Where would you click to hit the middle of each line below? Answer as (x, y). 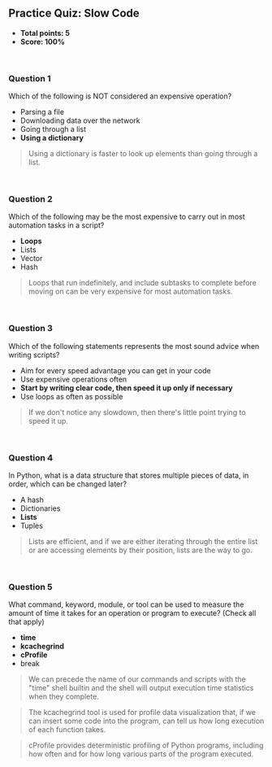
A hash (32, 500)
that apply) (26, 622)
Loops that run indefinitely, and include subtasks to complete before (142, 283)
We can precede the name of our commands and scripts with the (137, 679)
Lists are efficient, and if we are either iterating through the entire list (143, 541)
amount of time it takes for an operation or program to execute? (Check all (132, 613)
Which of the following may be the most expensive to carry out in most (127, 217)
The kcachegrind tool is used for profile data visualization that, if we (142, 713)
